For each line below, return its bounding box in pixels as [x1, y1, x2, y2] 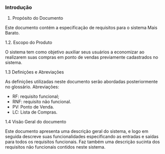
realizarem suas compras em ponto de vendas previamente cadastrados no [5, 54, 159, 60]
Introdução [5, 4, 32, 11]
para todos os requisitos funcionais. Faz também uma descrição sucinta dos [5, 139, 160, 145]
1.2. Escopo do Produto [5, 39, 53, 45]
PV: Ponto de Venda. [12, 104, 54, 110]
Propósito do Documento [12, 15, 63, 21]
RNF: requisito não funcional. [12, 99, 71, 105]
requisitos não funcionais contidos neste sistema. [5, 144, 106, 150]
